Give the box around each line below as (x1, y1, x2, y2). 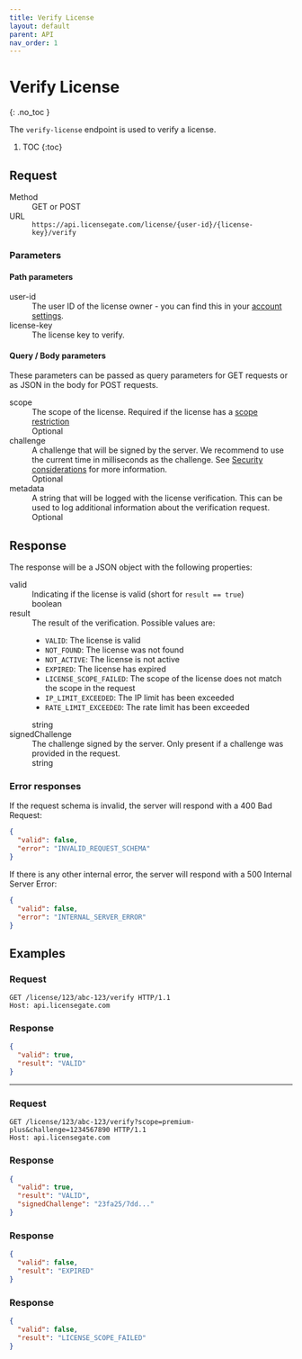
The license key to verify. (31, 329, 125, 340)
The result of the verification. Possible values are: (31, 617, 216, 628)
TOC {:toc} (22, 141, 63, 153)
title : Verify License (9, 13, 94, 22)
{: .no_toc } (9, 107, 50, 118)
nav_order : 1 (9, 38, 58, 48)
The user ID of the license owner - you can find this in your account (31, 301, 282, 311)
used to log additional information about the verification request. (31, 502, 271, 513)
